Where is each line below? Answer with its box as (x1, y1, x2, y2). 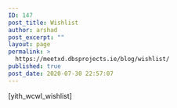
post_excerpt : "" (8, 33, 65, 41)
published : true (8, 63, 61, 70)
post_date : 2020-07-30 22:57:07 (8, 70, 114, 77)
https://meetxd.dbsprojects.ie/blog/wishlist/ (15, 56, 170, 63)
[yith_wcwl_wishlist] (8, 91, 73, 100)
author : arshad (8, 26, 58, 34)
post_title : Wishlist (8, 19, 79, 27)
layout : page (8, 41, 51, 49)
